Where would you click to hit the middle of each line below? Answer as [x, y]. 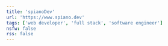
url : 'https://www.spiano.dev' [45, 17]
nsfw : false [21, 28]
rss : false [20, 34]
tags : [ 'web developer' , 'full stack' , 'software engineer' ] [85, 23]
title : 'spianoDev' [31, 12]
